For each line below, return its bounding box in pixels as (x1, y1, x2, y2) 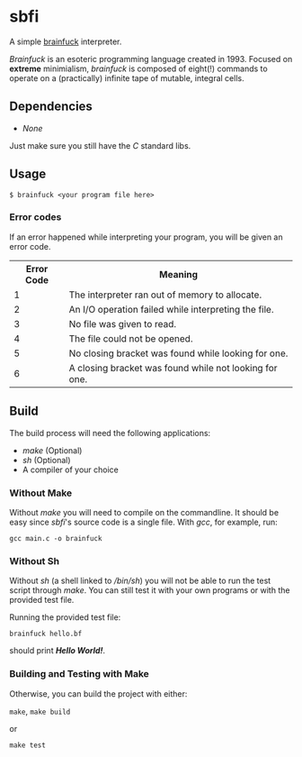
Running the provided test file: (9, 612, 121, 623)
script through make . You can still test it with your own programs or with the (9, 585, 290, 596)
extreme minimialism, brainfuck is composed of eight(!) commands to (9, 63, 268, 74)
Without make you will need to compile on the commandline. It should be (9, 506, 280, 517)
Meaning (158, 268, 199, 280)
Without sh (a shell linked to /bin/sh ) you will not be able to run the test (9, 575, 271, 587)
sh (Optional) (22, 454, 71, 465)
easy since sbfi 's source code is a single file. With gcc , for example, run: (9, 516, 279, 527)
